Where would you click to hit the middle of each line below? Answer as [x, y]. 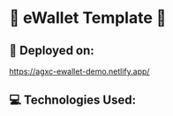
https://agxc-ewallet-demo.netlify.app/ [79, 71]
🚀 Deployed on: [52, 51]
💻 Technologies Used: [73, 100]
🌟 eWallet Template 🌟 [88, 18]
